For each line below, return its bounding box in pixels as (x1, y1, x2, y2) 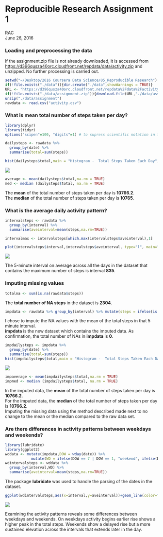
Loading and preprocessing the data (5, 47, 92, 54)
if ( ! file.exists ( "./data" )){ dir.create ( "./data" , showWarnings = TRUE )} (5, 83, 153, 87)
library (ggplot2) (5, 447, 40, 452)
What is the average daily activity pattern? (5, 207, 108, 214)
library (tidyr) (5, 127, 36, 132)
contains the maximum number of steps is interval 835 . (5, 268, 115, 274)
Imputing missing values (5, 280, 65, 287)
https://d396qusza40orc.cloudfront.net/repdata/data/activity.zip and (5, 63, 143, 69)
